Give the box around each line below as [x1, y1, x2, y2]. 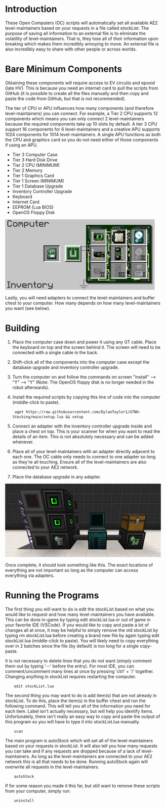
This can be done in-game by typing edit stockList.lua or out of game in [5, 617, 151, 622]
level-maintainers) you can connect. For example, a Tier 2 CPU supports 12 [5, 110, 158, 116]
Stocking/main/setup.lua [12, 414, 64, 419]
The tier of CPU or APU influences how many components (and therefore [5, 105, 154, 111]
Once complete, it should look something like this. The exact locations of [5, 562, 153, 568]
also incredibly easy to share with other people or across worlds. [5, 46, 137, 52]
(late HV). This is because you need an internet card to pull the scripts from [5, 85, 159, 91]
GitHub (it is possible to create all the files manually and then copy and [5, 90, 149, 96]
